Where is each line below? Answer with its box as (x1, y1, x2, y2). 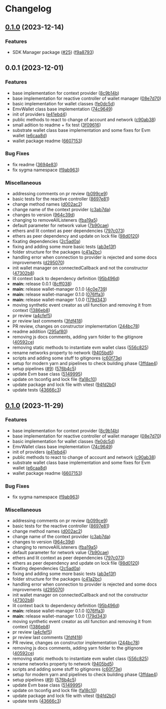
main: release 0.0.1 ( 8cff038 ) (12, 281, 72, 287)
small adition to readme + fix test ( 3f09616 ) (12, 122, 101, 128)
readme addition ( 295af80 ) (12, 329, 68, 335)
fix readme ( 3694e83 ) (12, 161, 58, 167)
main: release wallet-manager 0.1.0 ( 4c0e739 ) (12, 286, 108, 292)
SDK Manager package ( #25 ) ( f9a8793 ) (12, 49, 94, 55)
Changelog (5, 3, 52, 14)
